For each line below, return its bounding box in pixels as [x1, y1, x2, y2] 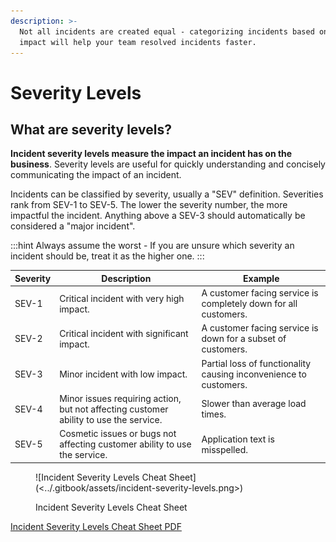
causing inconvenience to [201, 368, 307, 380]
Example [243, 272, 280, 284]
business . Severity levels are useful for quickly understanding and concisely [10, 158, 326, 170]
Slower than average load [201, 398, 307, 410]
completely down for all [201, 298, 298, 310]
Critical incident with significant [59, 327, 189, 339]
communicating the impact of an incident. [10, 169, 182, 181]
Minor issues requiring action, [59, 392, 182, 404]
